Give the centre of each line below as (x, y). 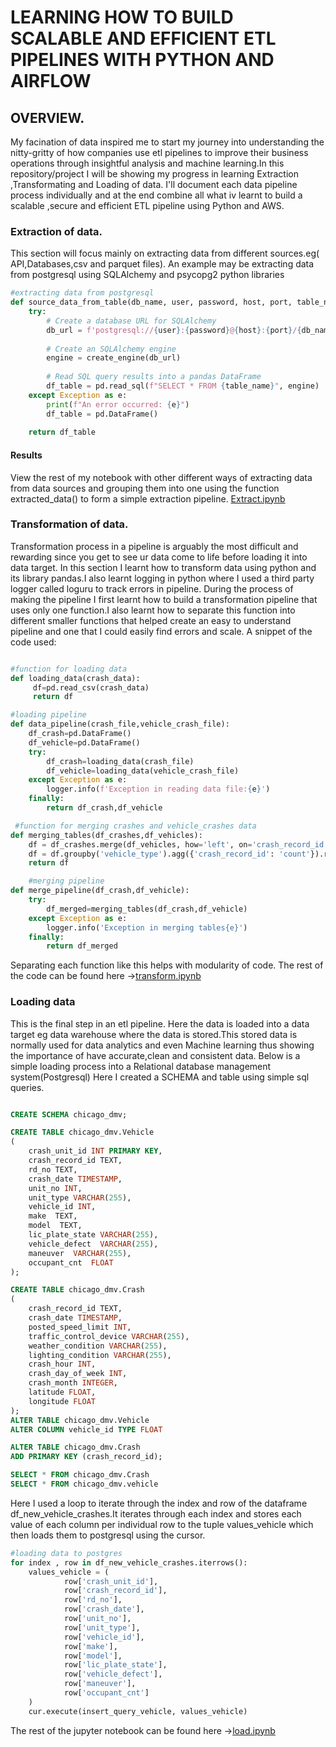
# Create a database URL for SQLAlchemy (131, 321)
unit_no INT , (55, 1188)
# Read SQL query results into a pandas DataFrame (154, 377)
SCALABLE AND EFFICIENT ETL (143, 38)
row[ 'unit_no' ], (97, 1619)
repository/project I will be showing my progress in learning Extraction (155, 174)
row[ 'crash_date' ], (104, 1609)
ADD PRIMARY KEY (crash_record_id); (86, 1457)
